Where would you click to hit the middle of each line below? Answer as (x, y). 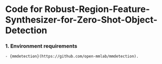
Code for (24, 9)
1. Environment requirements (41, 46)
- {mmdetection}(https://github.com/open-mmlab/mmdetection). (72, 56)
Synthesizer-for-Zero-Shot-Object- (82, 20)
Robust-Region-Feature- (97, 9)
